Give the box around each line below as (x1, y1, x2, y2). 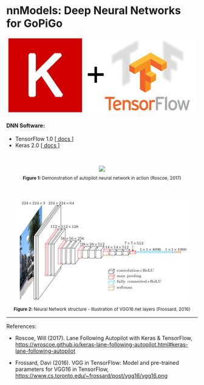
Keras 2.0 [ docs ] (15, 142, 60, 149)
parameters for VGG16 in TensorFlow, (15, 366, 109, 373)
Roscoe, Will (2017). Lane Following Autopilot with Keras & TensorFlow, (15, 334, 192, 341)
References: (6, 322, 36, 330)
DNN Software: (6, 122, 46, 129)
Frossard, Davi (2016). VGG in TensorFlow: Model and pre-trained (15, 359, 179, 366)
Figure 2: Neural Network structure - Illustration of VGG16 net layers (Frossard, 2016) (13, 306, 191, 312)
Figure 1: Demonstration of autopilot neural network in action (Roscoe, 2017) (22, 175, 182, 181)
